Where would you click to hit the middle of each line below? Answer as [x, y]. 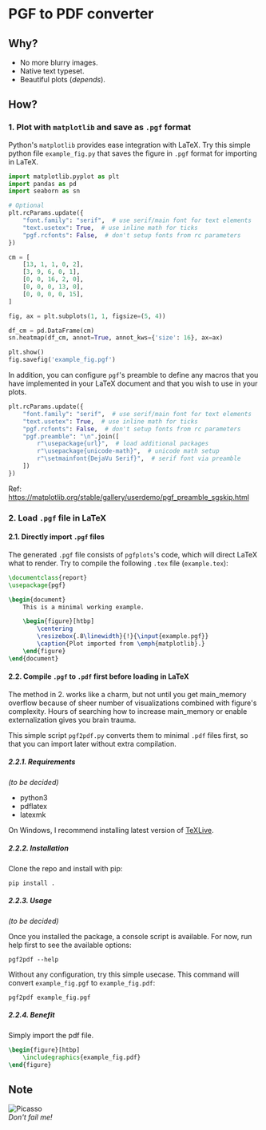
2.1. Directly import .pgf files [57, 537]
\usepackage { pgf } [37, 585]
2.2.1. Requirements [42, 762]
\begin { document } [37, 600]
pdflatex [34, 806]
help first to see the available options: [70, 945]
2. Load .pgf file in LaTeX [57, 517]
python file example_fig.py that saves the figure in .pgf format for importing [133, 153]
